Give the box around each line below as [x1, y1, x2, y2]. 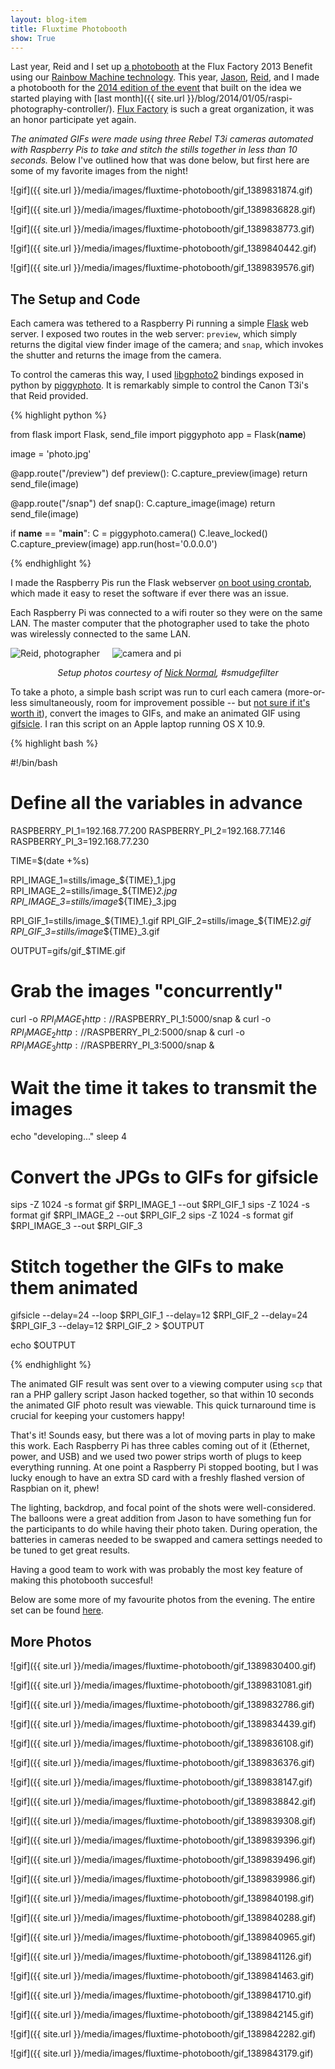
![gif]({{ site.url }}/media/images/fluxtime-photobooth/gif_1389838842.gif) [10, 1796, 317, 1808]
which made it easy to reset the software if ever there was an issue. [10, 587, 290, 600]
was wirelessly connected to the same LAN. [10, 628, 192, 640]
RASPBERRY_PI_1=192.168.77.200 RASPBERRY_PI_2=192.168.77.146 [10, 825, 286, 837]
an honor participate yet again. [10, 114, 137, 126]
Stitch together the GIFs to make [10, 1255, 285, 1278]
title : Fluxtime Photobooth [10, 24, 128, 34]
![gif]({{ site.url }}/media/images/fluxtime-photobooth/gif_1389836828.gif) [10, 204, 317, 216]
